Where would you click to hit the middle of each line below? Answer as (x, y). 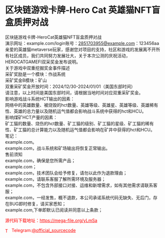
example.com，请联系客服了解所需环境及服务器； (55, 179)
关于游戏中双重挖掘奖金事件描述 (37, 68)
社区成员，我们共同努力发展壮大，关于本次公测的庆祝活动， (70, 55)
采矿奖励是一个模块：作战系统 (35, 74)
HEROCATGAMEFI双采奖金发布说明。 (43, 62)
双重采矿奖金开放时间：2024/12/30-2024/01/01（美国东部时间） (70, 86)
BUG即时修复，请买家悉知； (38, 203)
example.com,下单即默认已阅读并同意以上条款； (54, 210)
